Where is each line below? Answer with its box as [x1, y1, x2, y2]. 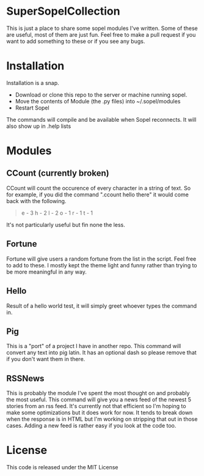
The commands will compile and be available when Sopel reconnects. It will [6, 116, 197, 123]
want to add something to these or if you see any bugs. [6, 37, 145, 45]
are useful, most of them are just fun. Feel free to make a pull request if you [6, 31, 196, 38]
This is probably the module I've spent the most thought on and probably [6, 390, 190, 397]
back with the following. [6, 197, 67, 204]
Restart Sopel [15, 104, 50, 111]
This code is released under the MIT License [6, 464, 118, 471]
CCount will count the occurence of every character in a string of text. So [6, 184, 191, 192]
